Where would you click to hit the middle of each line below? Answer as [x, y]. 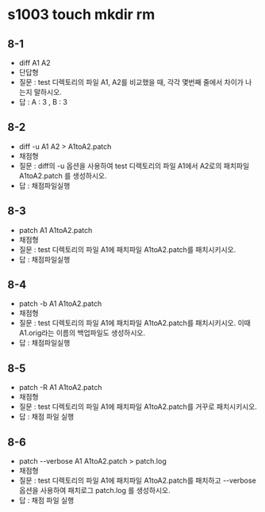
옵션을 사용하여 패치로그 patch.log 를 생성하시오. [95, 491]
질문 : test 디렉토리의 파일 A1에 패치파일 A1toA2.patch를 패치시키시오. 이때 [134, 323]
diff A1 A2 [35, 63]
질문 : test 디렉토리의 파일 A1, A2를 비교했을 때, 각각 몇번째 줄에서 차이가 [131, 82]
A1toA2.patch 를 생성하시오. [63, 175]
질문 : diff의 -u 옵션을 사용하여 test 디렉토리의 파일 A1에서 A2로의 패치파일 [134, 166]
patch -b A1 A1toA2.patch [60, 304]
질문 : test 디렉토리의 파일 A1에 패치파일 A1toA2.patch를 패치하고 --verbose [138, 480]
